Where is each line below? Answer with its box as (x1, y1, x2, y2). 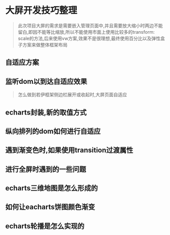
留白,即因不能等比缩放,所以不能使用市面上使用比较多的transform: (17, 29, 155, 35)
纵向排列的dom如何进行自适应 (5, 127, 101, 135)
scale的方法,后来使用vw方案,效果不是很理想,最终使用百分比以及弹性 (17, 35, 161, 41)
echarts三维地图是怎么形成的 (5, 184, 98, 193)
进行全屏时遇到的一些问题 (5, 165, 86, 174)
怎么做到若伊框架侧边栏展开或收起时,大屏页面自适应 (17, 91, 127, 98)
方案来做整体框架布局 (22, 41, 68, 48)
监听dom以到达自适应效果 (5, 77, 88, 86)
